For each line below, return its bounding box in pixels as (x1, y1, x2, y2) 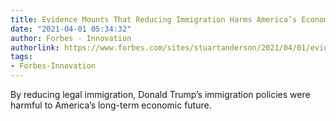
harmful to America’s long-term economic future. (10, 99, 212, 111)
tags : (10, 52, 33, 62)
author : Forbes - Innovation (10, 33, 132, 43)
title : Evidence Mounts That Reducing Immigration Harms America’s (10, 14, 298, 25)
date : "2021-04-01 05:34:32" (10, 24, 132, 34)
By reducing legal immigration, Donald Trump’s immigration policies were (10, 89, 311, 100)
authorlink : (10, 42, 60, 53)
